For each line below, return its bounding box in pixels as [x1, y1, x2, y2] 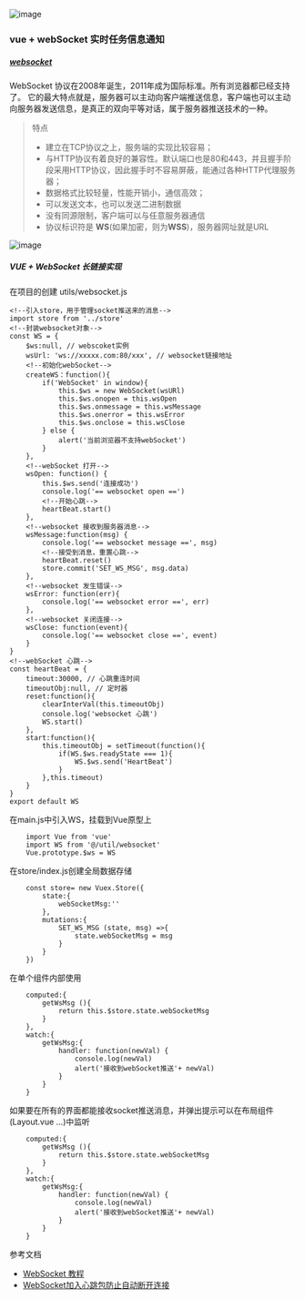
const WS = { [9, 331, 59, 340]
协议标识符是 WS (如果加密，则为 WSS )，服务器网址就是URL [45, 221, 269, 232]
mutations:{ [42, 915, 88, 924]
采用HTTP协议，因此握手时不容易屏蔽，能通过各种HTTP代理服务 [53, 164, 296, 175]
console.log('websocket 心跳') [42, 709, 158, 718]
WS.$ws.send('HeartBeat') [74, 756, 173, 766]
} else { [42, 426, 76, 435]
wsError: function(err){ [25, 589, 120, 598]
